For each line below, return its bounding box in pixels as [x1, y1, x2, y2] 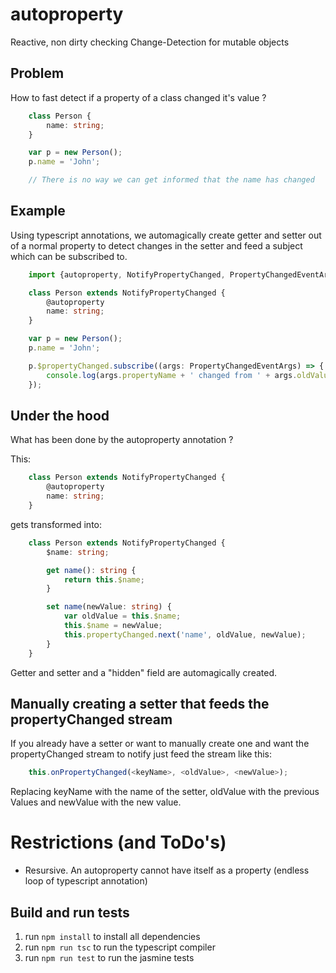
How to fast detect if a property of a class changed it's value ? [10, 91, 267, 103]
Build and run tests [10, 904, 130, 921]
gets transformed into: [10, 518, 103, 530]
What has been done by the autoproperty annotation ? [10, 434, 234, 446]
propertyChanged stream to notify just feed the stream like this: [10, 748, 273, 760]
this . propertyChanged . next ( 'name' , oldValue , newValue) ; [63, 629, 307, 640]
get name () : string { [46, 565, 137, 575]
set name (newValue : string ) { [46, 602, 172, 612]
